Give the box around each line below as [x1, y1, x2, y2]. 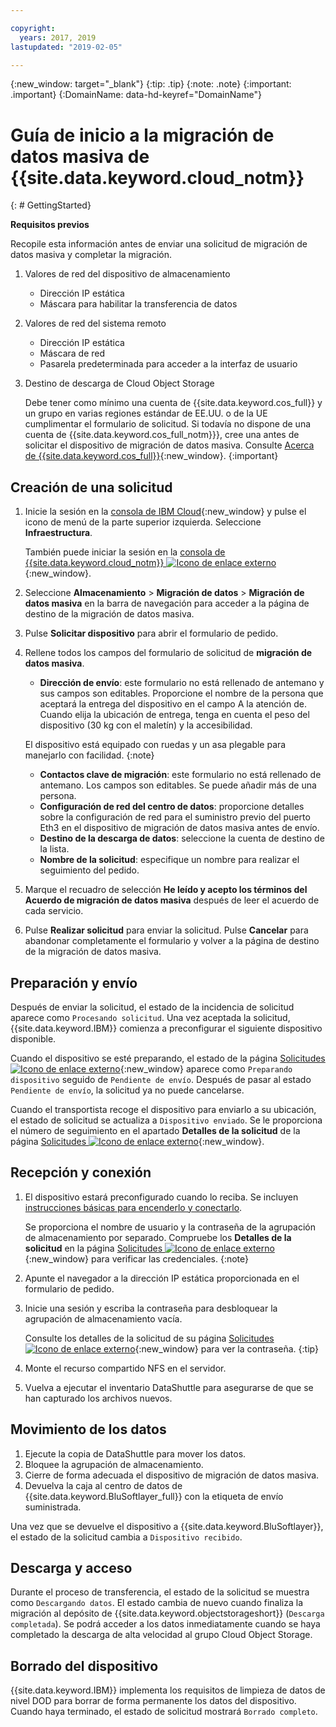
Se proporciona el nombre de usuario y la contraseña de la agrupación [24, 1221, 316, 1233]
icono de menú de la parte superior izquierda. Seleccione [24, 516, 262, 528]
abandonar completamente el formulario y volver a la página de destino [24, 935, 320, 947]
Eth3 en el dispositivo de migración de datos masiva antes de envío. [39, 822, 320, 834]
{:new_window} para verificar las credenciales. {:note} [24, 1252, 250, 1265]
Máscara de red [39, 347, 106, 360]
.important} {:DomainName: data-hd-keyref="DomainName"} [10, 89, 262, 101]
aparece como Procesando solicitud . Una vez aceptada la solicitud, [10, 1011, 291, 1023]
